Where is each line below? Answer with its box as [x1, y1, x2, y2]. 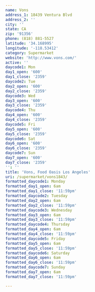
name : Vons [5, 7, 29, 13]
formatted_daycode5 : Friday [5, 236, 66, 241]
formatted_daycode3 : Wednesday [5, 207, 72, 213]
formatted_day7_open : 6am [5, 269, 61, 275]
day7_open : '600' [5, 155, 43, 160]
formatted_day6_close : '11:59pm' [5, 260, 77, 265]
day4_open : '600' [5, 112, 43, 118]
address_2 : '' [5, 17, 36, 22]
